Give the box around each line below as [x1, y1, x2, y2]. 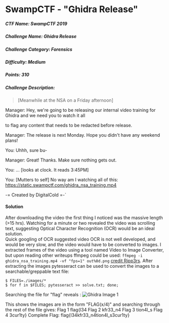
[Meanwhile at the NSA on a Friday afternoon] [17, 97, 114, 103]
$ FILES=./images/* [5, 278, 47, 284]
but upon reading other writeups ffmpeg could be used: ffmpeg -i [5, 252, 143, 259]
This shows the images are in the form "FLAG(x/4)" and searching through [5, 301, 160, 307]
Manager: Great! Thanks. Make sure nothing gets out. [5, 157, 117, 163]
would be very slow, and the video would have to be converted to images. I [5, 241, 161, 248]
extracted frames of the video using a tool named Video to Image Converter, [5, 247, 164, 253]
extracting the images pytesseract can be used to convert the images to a [5, 263, 159, 269]
